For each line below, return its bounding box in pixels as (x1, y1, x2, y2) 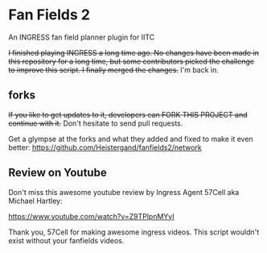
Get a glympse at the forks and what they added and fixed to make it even (8, 134, 253, 143)
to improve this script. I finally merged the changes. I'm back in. (8, 64, 220, 74)
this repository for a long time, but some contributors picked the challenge (8, 56, 255, 66)
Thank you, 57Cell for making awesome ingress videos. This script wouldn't (8, 227, 260, 237)
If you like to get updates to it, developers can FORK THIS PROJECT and (8, 110, 248, 119)
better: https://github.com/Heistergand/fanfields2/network (8, 143, 203, 152)
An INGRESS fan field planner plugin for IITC (8, 32, 155, 42)
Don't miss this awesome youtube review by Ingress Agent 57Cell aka (8, 187, 240, 197)
